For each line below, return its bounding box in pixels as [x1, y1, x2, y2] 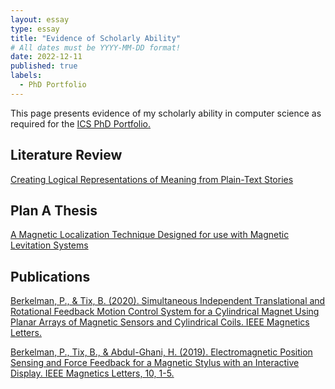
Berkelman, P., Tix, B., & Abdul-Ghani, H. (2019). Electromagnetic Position [10, 346, 313, 358]
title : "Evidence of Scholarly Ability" [10, 33, 182, 43]
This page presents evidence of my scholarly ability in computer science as [10, 107, 322, 119]
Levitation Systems [10, 239, 89, 251]
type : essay [10, 24, 60, 34]
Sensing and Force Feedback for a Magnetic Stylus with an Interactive [10, 357, 300, 369]
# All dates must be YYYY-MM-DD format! [10, 42, 182, 53]
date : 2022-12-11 [10, 52, 83, 62]
